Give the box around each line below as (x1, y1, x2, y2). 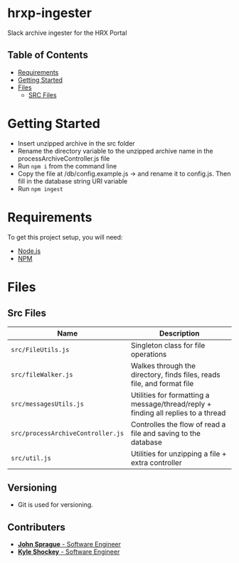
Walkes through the (130, 360, 196, 370)
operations (130, 349, 167, 359)
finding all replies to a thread (130, 407, 226, 417)
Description (159, 328, 201, 338)
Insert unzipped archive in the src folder (17, 139, 135, 147)
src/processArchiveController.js (11, 429, 124, 437)
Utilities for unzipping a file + (130, 449, 227, 459)
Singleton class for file (130, 340, 206, 350)
